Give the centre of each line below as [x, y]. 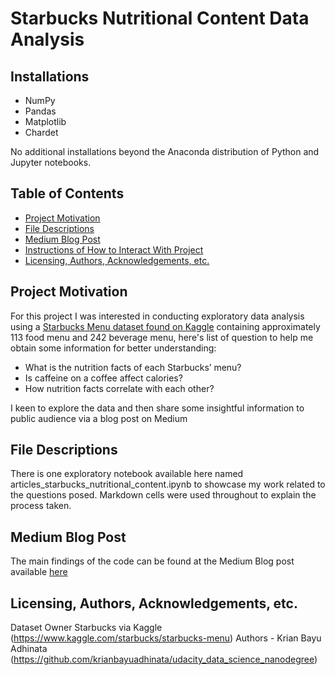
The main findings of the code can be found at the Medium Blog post [152, 561]
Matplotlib [45, 121]
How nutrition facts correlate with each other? [119, 388]
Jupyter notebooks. [51, 162]
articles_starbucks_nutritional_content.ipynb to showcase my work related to [168, 484]
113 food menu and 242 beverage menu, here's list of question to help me [162, 337]
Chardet [41, 132]
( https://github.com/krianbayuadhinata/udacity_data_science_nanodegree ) [164, 659]
